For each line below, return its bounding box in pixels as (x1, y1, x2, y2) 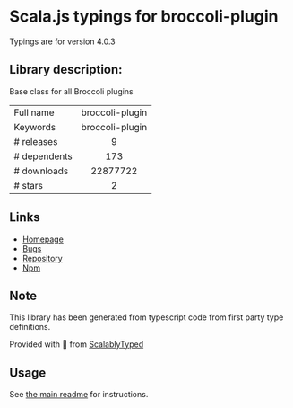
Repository (22, 253, 63, 263)
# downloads (13, 164, 69, 177)
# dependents (13, 150, 73, 163)
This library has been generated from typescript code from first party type (9, 312, 284, 323)
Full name (13, 106, 56, 119)
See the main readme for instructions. (9, 389, 149, 400)
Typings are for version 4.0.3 (9, 36, 116, 47)
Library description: (9, 62, 123, 77)
